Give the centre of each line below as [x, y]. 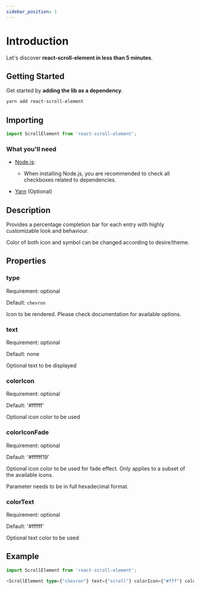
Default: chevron [26, 302]
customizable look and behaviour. [48, 231]
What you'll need [31, 149]
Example [23, 556]
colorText [20, 502]
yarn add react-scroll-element [45, 102]
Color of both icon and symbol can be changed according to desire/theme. [98, 242]
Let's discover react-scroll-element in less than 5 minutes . [79, 58]
